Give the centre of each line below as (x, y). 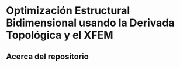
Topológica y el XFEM (60, 35)
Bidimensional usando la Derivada (90, 23)
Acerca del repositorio (47, 56)
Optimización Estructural (68, 11)
